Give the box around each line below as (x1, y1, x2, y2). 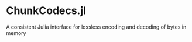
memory (6, 29, 26, 36)
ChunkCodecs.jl (6, 4, 87, 17)
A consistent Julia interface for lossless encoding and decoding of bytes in (6, 23, 187, 30)
